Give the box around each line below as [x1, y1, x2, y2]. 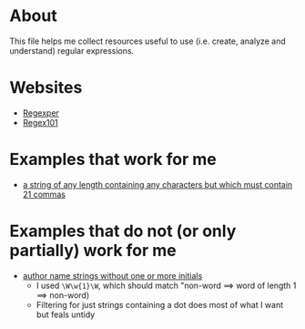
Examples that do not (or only [9, 221, 237, 242]
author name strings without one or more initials [22, 270, 203, 281]
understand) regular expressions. [9, 45, 135, 56]
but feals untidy [36, 309, 96, 320]
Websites [9, 77, 83, 98]
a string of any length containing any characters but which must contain [22, 179, 293, 190]
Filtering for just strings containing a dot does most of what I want [36, 299, 284, 310]
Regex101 [22, 117, 59, 128]
